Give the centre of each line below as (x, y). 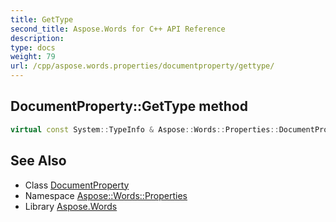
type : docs (33, 47)
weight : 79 (33, 57)
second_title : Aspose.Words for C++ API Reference (118, 29)
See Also (38, 161)
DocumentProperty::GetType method (129, 106)
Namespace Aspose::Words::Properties (106, 195)
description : (37, 38)
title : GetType (42, 19)
